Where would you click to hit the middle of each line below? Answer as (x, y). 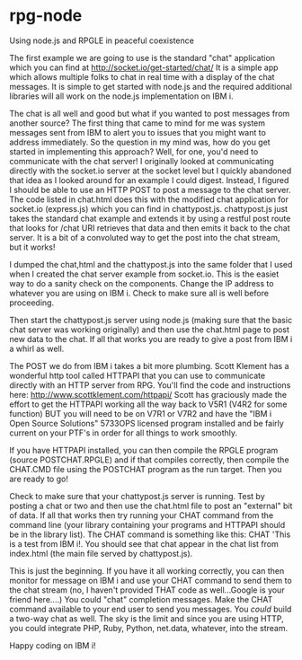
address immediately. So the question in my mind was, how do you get (140, 142)
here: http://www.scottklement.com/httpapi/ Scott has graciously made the (148, 394)
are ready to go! (39, 479)
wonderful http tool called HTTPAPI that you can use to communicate (138, 375)
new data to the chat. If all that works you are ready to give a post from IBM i (151, 339)
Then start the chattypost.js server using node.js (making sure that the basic (151, 320)
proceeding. (32, 303)
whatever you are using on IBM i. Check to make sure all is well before (139, 293)
